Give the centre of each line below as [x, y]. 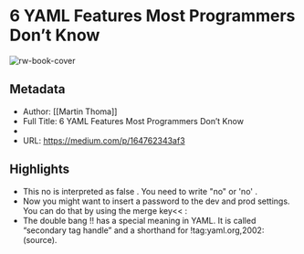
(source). [40, 239]
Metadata [37, 89]
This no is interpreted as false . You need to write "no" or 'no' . [140, 191]
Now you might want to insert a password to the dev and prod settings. [156, 201]
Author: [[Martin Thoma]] [70, 111]
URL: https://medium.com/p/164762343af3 [104, 140]
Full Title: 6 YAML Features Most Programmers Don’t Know [133, 121]
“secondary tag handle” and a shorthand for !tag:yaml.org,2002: [143, 230]
